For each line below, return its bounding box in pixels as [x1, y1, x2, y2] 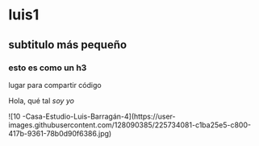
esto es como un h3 [8, 62, 87, 73]
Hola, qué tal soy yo [8, 95, 75, 106]
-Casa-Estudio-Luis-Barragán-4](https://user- [22, 111, 176, 121]
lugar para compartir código [8, 80, 102, 90]
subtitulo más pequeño [8, 38, 127, 52]
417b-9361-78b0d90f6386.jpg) [8, 128, 112, 138]
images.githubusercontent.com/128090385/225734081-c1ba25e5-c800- [8, 119, 252, 130]
